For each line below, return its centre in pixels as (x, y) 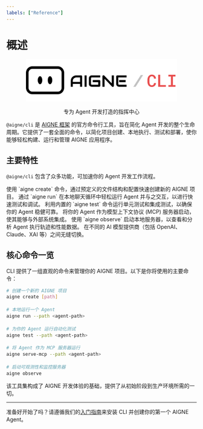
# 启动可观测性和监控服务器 (36, 367)
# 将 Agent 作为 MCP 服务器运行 (43, 348)
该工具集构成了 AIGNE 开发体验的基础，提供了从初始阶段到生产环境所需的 (98, 385)
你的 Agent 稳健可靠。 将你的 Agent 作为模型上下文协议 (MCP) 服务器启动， (101, 211)
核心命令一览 (30, 255)
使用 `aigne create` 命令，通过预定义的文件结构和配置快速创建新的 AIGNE (97, 189)
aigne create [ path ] (32, 297)
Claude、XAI (22, 234)
